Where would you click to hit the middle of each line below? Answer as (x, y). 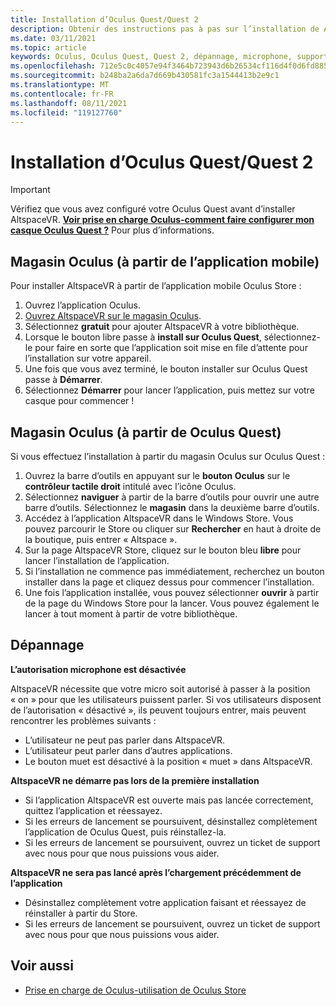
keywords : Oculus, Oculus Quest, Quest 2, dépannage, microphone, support (169, 57)
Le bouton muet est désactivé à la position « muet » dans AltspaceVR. (168, 761)
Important (30, 190)
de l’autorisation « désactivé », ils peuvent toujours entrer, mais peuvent (158, 710)
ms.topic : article (48, 47)
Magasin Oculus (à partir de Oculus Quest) (146, 432)
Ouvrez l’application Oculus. (82, 305)
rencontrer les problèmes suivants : (83, 720)
